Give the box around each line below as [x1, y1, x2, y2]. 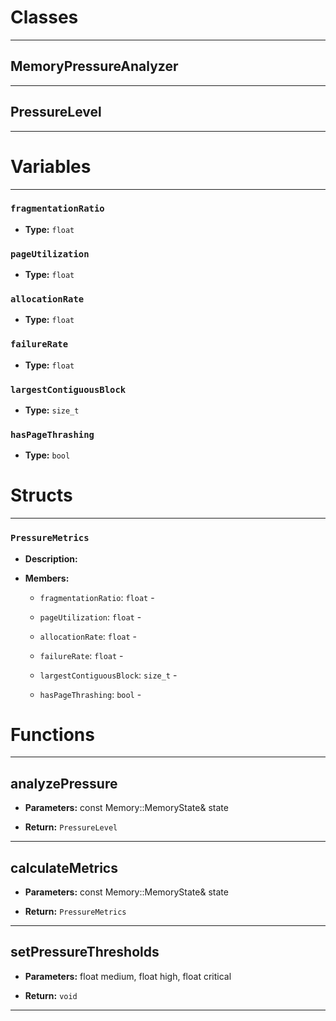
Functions [10, 723, 95, 746]
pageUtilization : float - [39, 611, 142, 623]
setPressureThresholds [10, 944, 160, 961]
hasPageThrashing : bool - [39, 688, 142, 700]
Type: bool [24, 449, 71, 461]
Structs [10, 484, 73, 507]
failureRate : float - [39, 649, 124, 661]
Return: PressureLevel [24, 821, 118, 833]
